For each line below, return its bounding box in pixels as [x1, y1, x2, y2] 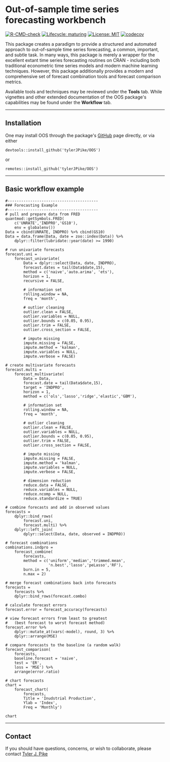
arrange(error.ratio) [14, 669, 60, 674]
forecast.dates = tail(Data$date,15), [23, 265, 105, 270]
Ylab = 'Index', [23, 700, 58, 705]
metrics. [5, 79, 23, 85]
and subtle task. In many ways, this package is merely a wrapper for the [5, 52, 155, 58]
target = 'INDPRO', [23, 385, 65, 390]
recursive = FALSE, [23, 278, 65, 283]
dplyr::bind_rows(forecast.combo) [14, 593, 87, 599]
